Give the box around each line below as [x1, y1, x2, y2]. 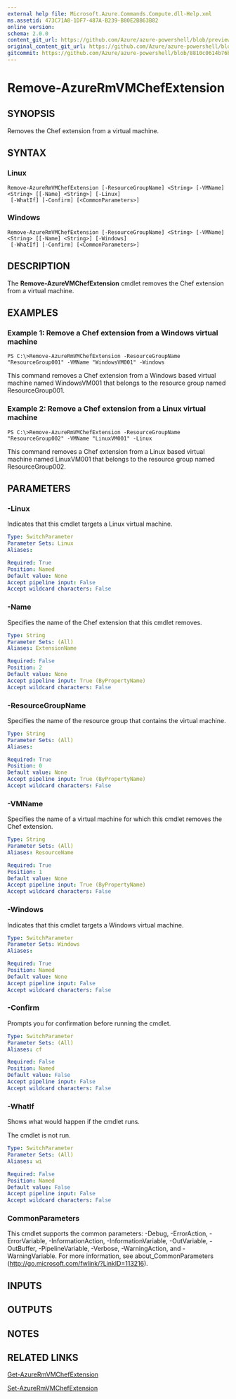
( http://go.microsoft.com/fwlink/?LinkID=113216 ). [7, 1259, 149, 1268]
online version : [7, 23, 55, 30]
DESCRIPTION [7, 260, 70, 272]
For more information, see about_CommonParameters [58, 1252, 214, 1260]
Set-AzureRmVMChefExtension [7, 1384, 98, 1393]
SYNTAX [7, 147, 47, 159]
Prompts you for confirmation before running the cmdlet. [7, 1019, 171, 1028]
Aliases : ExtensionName [7, 645, 77, 652]
